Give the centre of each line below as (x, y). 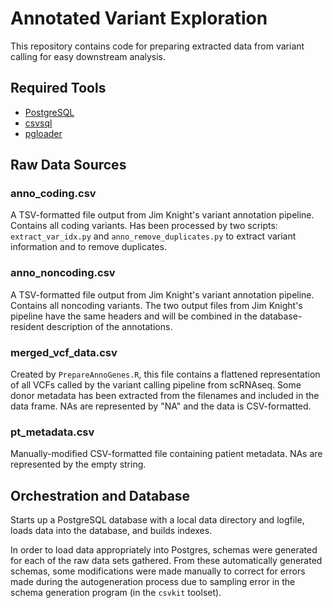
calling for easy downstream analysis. (88, 56)
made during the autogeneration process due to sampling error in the (153, 582)
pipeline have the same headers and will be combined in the (134, 316)
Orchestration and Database (100, 495)
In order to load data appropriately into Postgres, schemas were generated (164, 550)
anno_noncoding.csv (63, 273)
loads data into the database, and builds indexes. (111, 531)
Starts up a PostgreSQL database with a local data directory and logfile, (157, 520)
